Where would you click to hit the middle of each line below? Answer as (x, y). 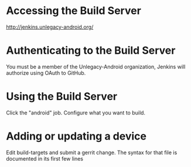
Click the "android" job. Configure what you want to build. (76, 113)
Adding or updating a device (76, 136)
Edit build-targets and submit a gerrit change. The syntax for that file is (92, 152)
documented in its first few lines (45, 158)
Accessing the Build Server (74, 11)
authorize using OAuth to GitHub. (46, 73)
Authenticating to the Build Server (91, 51)
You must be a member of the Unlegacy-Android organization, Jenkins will (96, 67)
